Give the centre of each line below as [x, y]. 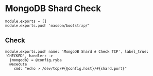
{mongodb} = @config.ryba [36, 60]
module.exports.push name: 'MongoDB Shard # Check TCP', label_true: [77, 51]
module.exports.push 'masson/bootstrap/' [48, 25]
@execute [18, 64]
